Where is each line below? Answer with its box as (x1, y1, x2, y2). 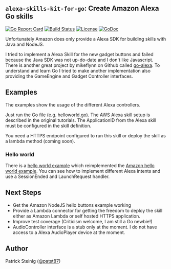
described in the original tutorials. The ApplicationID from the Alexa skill (5, 117, 157, 123)
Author (5, 244, 28, 253)
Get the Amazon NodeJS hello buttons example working (12, 202, 132, 208)
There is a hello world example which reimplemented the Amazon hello (5, 162, 155, 169)
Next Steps (5, 188, 41, 197)
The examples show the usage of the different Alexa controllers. (5, 101, 141, 107)
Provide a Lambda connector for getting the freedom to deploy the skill (12, 207, 163, 213)
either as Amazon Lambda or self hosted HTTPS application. (12, 213, 141, 219)
